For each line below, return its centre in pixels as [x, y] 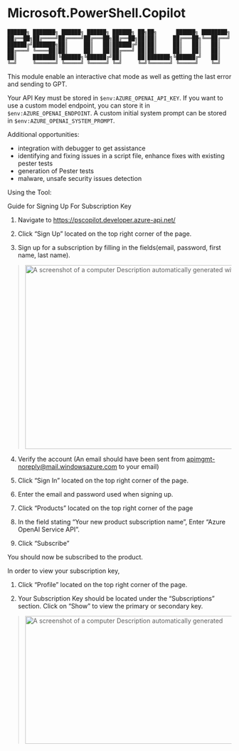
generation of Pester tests [56, 171]
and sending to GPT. [37, 84]
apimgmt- [201, 459]
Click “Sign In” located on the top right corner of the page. [103, 480]
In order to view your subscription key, [64, 571]
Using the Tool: [30, 192]
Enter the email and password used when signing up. [95, 494]
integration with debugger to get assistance [81, 148]
